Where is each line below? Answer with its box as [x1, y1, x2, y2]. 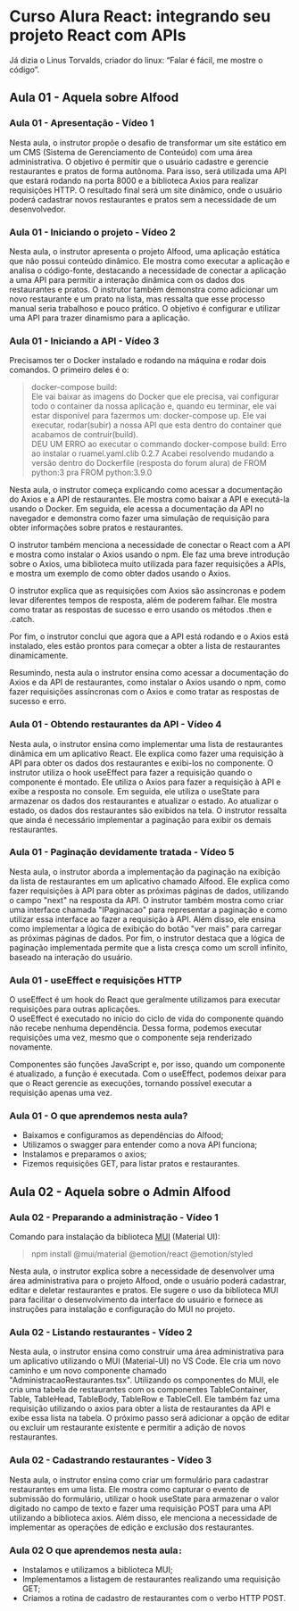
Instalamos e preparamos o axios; [21, 1149, 147, 1159]
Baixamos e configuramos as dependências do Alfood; [21, 1130, 224, 1141]
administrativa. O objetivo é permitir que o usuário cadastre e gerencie [9, 156, 270, 167]
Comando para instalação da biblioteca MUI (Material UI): [9, 1232, 220, 1242]
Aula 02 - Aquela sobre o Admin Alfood [9, 1184, 231, 1200]
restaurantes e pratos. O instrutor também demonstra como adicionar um [9, 284, 278, 295]
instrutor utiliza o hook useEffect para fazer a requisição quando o [9, 767, 253, 777]
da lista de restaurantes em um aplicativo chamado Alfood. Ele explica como [9, 876, 290, 886]
